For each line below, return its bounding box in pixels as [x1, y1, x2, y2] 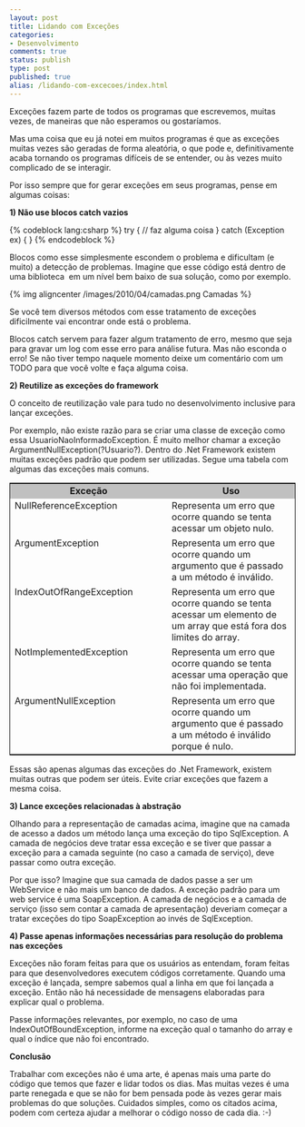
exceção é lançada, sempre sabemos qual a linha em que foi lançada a [9, 977, 274, 988]
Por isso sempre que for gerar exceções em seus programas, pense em [9, 179, 278, 191]
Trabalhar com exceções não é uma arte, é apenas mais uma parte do [9, 1068, 271, 1079]
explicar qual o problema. [9, 996, 104, 1007]
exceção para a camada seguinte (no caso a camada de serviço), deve [9, 846, 275, 858]
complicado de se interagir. [9, 162, 112, 173]
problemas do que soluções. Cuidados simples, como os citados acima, [9, 1097, 279, 1108]
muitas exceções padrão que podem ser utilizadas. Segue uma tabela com [9, 453, 289, 464]
